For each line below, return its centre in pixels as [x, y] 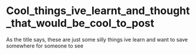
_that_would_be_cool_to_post [80, 23]
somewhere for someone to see [45, 46]
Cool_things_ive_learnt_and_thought [98, 11]
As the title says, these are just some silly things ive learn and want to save [97, 39]
